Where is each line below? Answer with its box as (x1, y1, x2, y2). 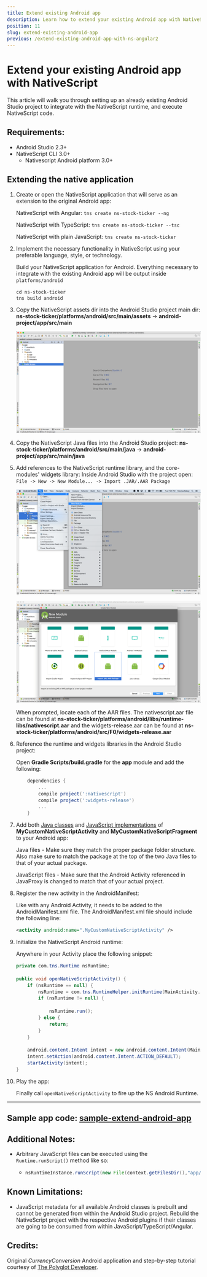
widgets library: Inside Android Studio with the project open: (41, 471, 193, 478)
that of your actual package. (15, 859, 88, 867)
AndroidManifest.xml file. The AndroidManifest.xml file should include (15, 908, 193, 915)
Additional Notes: (7, 1134, 76, 1144)
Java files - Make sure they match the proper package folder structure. (15, 846, 196, 854)
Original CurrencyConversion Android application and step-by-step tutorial (7, 1257, 196, 1264)
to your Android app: (15, 834, 68, 842)
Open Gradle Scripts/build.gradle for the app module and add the (15, 759, 184, 766)
